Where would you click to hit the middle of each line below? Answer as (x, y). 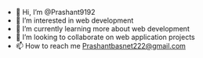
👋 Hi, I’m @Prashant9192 (55, 12)
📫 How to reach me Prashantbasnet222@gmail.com (101, 46)
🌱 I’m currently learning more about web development (102, 29)
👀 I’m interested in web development (74, 20)
